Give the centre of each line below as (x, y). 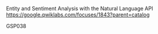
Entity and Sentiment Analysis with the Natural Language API (80, 8)
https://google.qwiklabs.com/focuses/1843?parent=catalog (78, 15)
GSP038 (16, 26)
